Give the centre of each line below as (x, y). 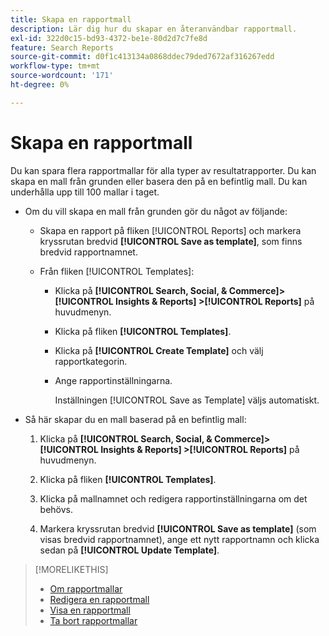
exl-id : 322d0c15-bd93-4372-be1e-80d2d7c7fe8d (109, 38)
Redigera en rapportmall (99, 599)
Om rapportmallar (86, 588)
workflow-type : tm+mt (55, 66)
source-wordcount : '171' (62, 76)
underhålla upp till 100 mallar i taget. (85, 192)
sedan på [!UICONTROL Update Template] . (129, 550)
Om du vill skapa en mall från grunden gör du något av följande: (156, 211)
